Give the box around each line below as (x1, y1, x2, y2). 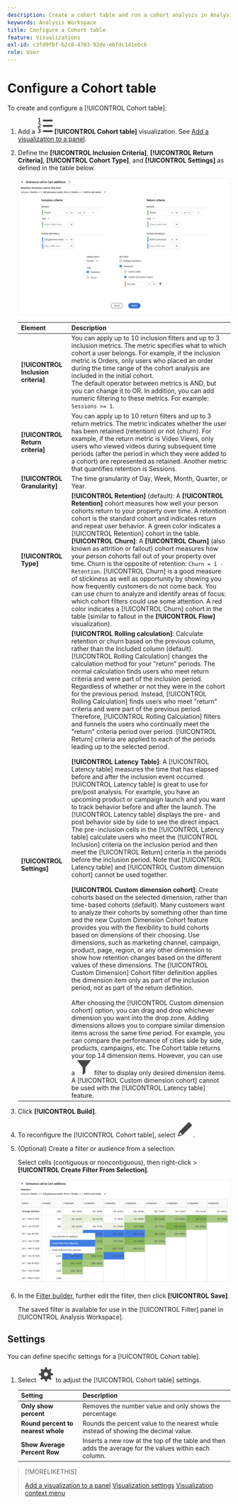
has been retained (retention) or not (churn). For (71, 426, 212, 435)
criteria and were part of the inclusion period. (71, 674, 203, 684)
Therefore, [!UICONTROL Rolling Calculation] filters (71, 713, 221, 721)
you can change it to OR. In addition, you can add (71, 386, 215, 395)
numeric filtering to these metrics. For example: (71, 394, 209, 403)
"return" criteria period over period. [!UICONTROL (71, 728, 217, 736)
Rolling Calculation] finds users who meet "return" (71, 697, 217, 706)
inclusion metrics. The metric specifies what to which (71, 341, 227, 350)
